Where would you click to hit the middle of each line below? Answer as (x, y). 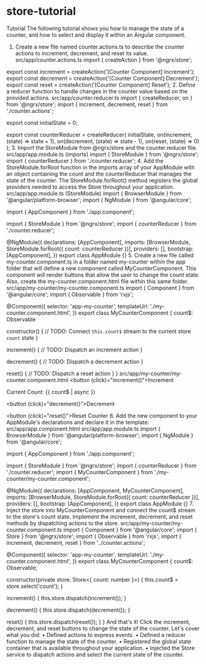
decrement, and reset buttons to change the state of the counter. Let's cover (103, 628)
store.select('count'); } (35, 586)
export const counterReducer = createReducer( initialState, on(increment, (99, 135)
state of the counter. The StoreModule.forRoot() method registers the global (102, 180)
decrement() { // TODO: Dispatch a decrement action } (75, 361)
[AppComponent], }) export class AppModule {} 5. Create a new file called (100, 255)
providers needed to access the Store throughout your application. (90, 187)
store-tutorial (41, 11)
